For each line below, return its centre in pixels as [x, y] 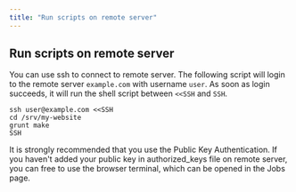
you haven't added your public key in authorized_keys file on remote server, [148, 159]
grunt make [29, 125]
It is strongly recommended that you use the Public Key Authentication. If [144, 150]
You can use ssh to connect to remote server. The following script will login [147, 75]
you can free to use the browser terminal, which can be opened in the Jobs [147, 169]
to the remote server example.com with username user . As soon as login [140, 84]
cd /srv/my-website [45, 118]
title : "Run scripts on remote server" [83, 17]
